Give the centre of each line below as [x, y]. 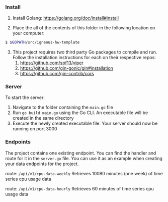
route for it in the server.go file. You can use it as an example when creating [84, 158]
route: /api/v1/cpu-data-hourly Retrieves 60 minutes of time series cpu [80, 188]
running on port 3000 [35, 129]
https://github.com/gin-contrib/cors [57, 74]
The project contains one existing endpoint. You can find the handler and [81, 153]
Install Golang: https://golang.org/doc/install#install [66, 18]
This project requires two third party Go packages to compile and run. [85, 52]
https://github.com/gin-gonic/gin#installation [66, 68]
